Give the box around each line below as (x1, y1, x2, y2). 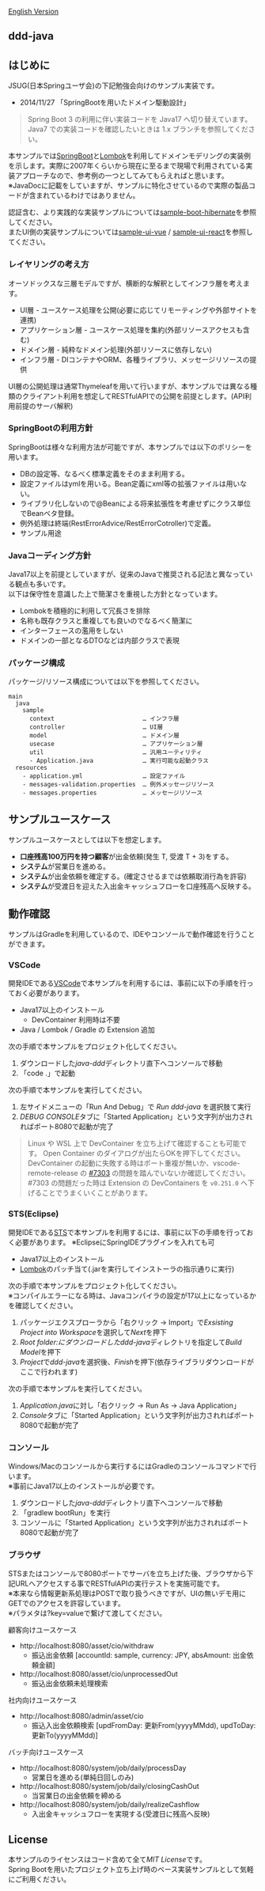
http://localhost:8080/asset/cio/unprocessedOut (19, 1669, 178, 1679)
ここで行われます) (19, 1366, 78, 1376)
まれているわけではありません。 (35, 191, 140, 200)
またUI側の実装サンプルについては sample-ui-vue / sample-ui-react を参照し (8, 227, 253, 237)
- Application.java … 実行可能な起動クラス (28, 757, 210, 765)
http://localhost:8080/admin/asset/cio (19, 1711, 144, 1721)
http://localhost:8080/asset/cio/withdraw (19, 1641, 154, 1650)
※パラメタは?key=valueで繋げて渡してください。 (8, 1609, 167, 1618)
